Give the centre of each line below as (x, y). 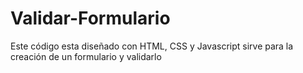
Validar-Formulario (90, 18)
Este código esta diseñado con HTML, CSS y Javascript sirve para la (152, 46)
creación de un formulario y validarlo (86, 56)
